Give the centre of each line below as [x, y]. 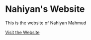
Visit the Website [22, 32]
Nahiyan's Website [45, 9]
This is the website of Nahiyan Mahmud [46, 23]
